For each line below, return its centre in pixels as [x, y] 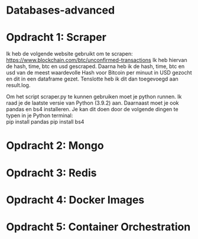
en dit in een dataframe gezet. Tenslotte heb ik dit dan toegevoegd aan [92, 79]
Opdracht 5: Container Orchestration [98, 227]
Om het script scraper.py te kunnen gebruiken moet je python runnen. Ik [94, 97]
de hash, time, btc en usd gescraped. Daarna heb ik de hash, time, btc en [95, 66]
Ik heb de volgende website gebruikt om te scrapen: [69, 54]
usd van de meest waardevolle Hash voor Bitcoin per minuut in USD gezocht [99, 73]
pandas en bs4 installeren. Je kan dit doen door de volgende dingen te [92, 109]
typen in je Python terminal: [40, 115]
